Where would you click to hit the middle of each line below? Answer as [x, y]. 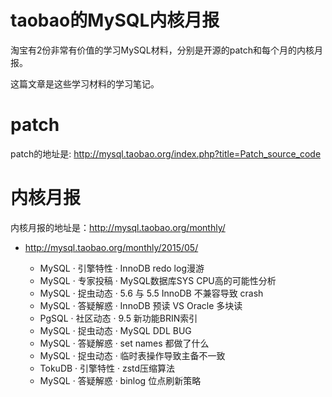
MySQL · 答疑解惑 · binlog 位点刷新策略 [120, 380]
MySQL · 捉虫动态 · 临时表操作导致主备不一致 [132, 355]
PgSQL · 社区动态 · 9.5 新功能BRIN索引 [118, 318]
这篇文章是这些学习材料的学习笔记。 [85, 83]
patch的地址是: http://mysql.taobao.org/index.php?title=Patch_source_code [166, 153]
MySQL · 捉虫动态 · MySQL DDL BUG [115, 330]
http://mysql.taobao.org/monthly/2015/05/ [111, 247]
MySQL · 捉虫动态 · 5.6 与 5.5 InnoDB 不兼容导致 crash [151, 293]
